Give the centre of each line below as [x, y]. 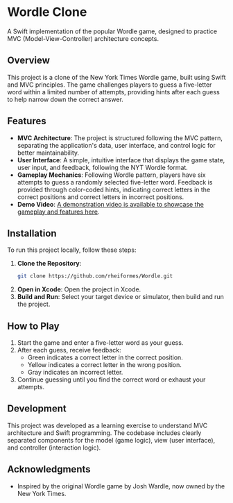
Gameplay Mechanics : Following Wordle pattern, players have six [111, 175]
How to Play [34, 326]
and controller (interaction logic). [54, 447]
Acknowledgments [49, 469]
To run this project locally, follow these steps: [72, 250]
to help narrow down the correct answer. [65, 99]
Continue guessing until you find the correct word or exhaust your [111, 380]
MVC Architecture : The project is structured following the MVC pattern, [120, 138]
